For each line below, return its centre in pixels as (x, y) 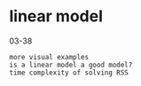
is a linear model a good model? (71, 65)
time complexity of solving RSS (69, 73)
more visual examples (49, 57)
